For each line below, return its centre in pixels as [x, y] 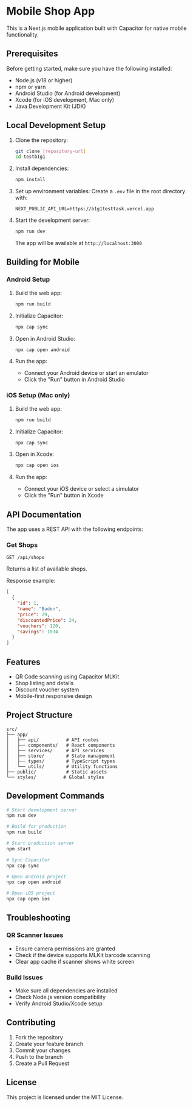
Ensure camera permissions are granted [65, 949]
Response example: [31, 581]
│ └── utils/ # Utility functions [62, 766]
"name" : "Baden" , [39, 609]
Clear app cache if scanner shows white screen [75, 961]
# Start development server [42, 810]
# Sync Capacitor [28, 860]
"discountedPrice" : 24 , [47, 620]
